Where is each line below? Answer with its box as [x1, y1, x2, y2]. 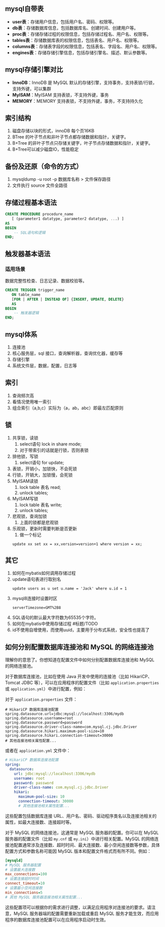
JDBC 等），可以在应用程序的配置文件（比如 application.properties [21, 680, 159, 685]
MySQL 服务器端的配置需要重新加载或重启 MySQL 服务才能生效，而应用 [13, 910, 159, 916]
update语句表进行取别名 [12, 576, 61, 582]
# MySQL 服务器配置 [5, 862, 41, 868]
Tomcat [5, 680, 21, 685]
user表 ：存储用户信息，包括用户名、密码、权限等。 [12, 19, 117, 25]
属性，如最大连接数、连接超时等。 [5, 819, 74, 825]
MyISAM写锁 [12, 495, 38, 501]
